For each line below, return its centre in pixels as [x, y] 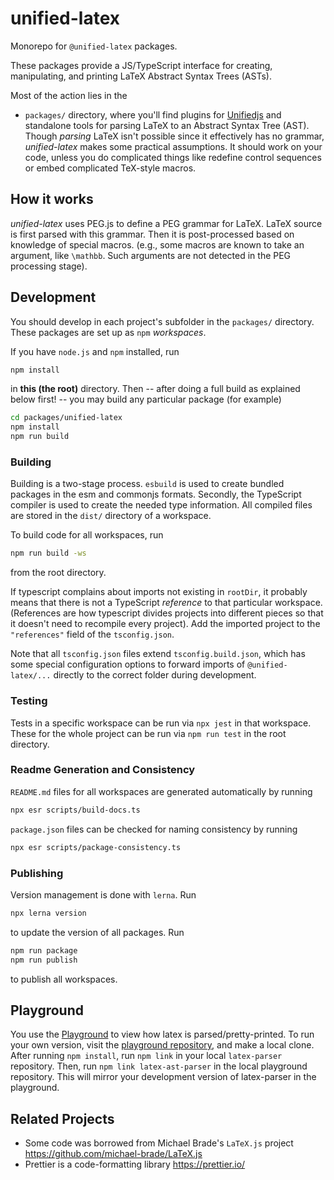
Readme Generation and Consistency [103, 770]
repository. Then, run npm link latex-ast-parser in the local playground [159, 1066]
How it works [52, 199]
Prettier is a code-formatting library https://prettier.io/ [135, 1164]
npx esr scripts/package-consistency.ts [96, 847]
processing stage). [49, 266]
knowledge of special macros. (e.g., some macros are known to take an [157, 244]
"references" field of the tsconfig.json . [92, 634]
